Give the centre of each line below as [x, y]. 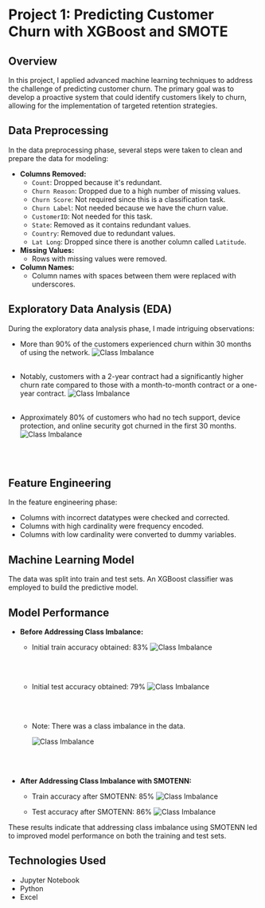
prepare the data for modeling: [58, 158]
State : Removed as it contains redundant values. [111, 224]
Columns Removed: [53, 174]
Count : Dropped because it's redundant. [97, 182]
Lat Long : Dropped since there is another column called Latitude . [139, 242]
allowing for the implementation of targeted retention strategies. [113, 106]
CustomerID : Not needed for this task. [92, 216]
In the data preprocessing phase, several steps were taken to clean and [125, 150]
